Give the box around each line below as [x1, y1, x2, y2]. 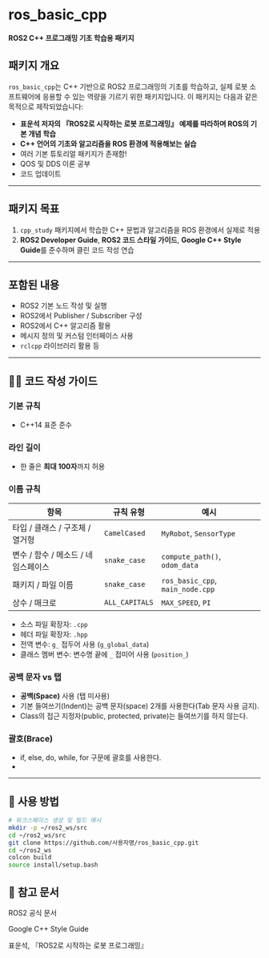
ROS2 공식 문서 [8, 908, 58, 917]
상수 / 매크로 [12, 597, 57, 608]
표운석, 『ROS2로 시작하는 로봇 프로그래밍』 [8, 940, 148, 950]
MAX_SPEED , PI [161, 596, 211, 608]
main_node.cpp [161, 584, 215, 594]
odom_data [161, 560, 199, 570]
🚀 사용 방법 [8, 794, 60, 808]
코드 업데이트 [19, 168, 62, 178]
